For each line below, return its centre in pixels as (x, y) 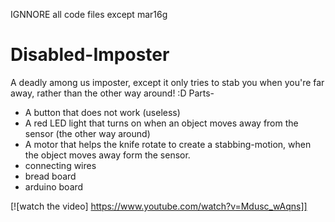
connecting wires (60, 165)
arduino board (54, 186)
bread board (50, 176)
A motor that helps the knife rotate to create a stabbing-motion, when (168, 144)
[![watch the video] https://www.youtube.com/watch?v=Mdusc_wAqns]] (159, 206)
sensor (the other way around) (87, 133)
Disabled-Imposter (90, 55)
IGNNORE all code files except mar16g (89, 14)
